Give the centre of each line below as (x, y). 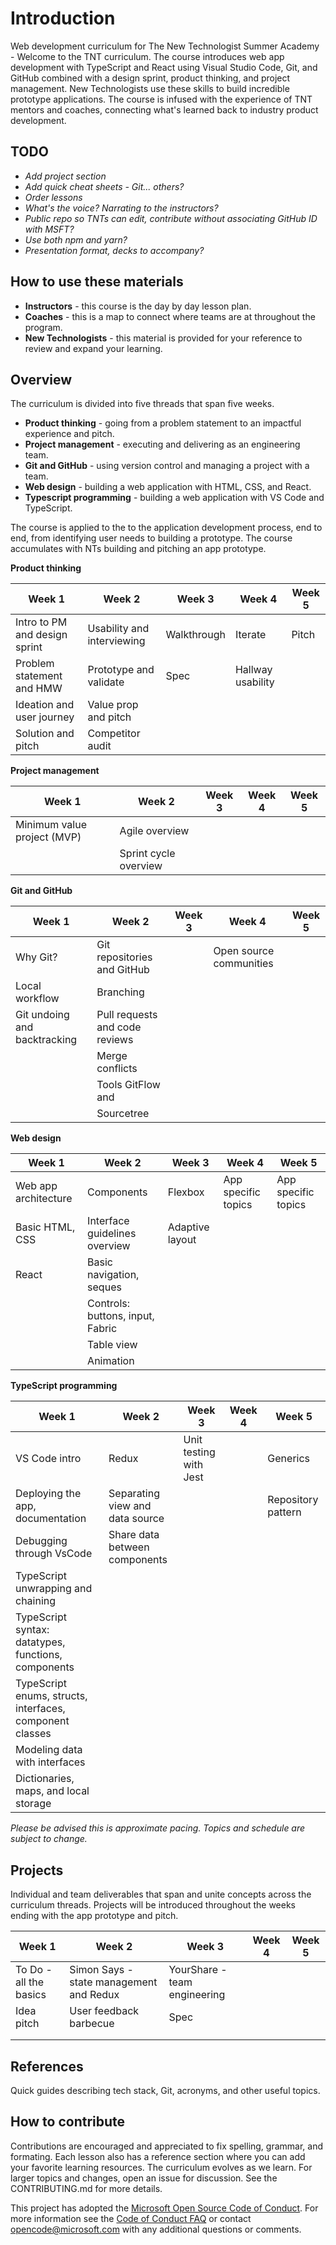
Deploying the (48, 1494)
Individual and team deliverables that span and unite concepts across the (161, 1894)
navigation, (113, 1275)
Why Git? (36, 957)
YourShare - (198, 1970)
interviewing (116, 641)
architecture (44, 1199)
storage (33, 1804)
